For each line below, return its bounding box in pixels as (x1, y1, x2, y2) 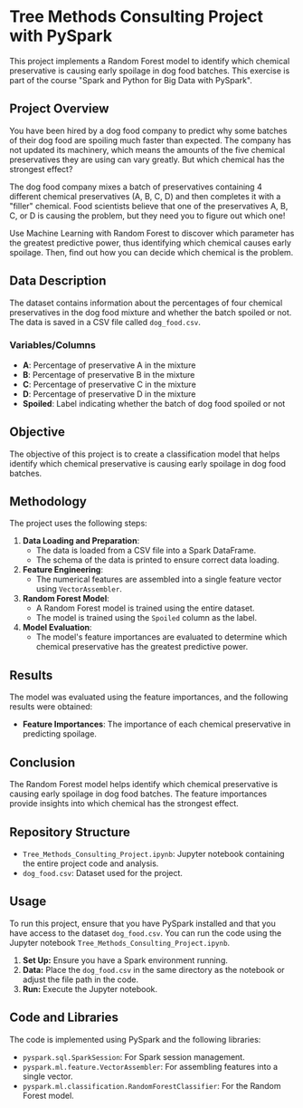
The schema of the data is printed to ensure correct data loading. (35, 554, 279, 565)
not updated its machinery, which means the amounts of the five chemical (9, 144, 286, 155)
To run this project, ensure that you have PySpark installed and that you (9, 918, 276, 929)
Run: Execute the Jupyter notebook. (22, 983, 158, 994)
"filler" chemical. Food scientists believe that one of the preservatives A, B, (9, 200, 289, 211)
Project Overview (9, 101, 109, 117)
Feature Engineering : (22, 564, 104, 575)
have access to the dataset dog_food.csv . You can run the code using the (9, 927, 282, 939)
